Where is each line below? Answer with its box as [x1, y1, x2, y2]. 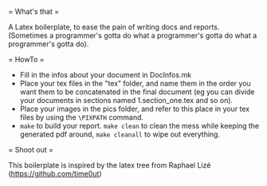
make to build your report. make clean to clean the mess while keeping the [19, 121, 260, 130]
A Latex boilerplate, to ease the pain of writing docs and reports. [8, 22, 220, 31]
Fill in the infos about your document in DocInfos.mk [19, 70, 192, 79]
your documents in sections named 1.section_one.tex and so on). [19, 96, 234, 105]
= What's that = [8, 7, 60, 16]
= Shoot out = [8, 145, 54, 154]
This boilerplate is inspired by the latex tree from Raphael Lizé [8, 160, 211, 170]
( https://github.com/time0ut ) [8, 169, 102, 178]
